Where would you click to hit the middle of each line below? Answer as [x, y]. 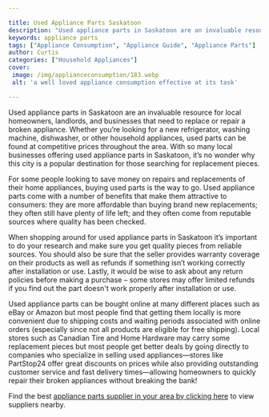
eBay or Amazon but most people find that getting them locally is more [125, 312]
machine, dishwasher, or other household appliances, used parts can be [127, 138]
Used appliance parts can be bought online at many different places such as [134, 304]
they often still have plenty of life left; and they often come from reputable [130, 213]
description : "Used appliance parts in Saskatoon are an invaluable [125, 30]
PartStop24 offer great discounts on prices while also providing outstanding [133, 363]
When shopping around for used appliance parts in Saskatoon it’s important [133, 237]
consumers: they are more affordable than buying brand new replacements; [133, 204]
